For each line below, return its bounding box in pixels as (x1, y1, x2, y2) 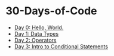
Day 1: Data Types (14, 30, 59, 37)
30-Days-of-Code (5, 4, 97, 18)
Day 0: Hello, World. (14, 24, 64, 31)
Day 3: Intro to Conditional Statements (14, 43, 109, 50)
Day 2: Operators (14, 36, 57, 43)
